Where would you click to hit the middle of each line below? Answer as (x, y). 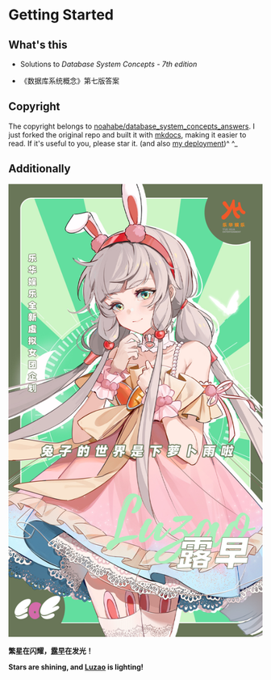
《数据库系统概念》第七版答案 (69, 81)
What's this (38, 45)
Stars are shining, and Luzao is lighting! (76, 667)
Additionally (40, 169)
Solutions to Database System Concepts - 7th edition (108, 64)
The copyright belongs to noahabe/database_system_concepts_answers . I (132, 126)
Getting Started (61, 15)
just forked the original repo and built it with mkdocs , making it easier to (127, 134)
